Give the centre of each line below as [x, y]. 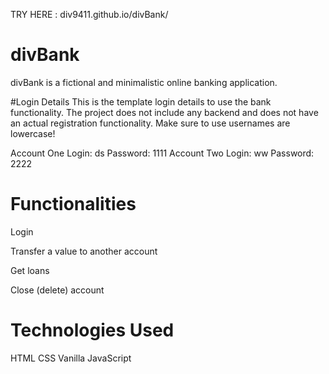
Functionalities [73, 204]
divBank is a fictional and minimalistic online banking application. [144, 82]
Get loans [30, 270]
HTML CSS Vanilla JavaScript [71, 358]
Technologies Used [92, 330]
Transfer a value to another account [84, 251]
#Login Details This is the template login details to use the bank [141, 101]
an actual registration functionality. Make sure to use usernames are [150, 123]
